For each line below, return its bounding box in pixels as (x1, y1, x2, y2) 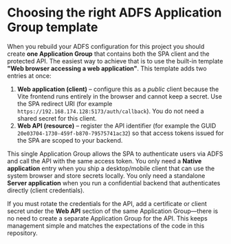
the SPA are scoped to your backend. (16, 136, 123, 144)
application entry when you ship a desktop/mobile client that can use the (7, 164, 215, 172)
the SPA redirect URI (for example (16, 99, 113, 108)
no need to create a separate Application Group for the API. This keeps (7, 214, 208, 222)
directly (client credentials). (7, 186, 85, 194)
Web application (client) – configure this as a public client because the (16, 85, 219, 93)
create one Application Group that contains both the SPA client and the (7, 50, 210, 58)
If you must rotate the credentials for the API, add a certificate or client (7, 199, 208, 207)
